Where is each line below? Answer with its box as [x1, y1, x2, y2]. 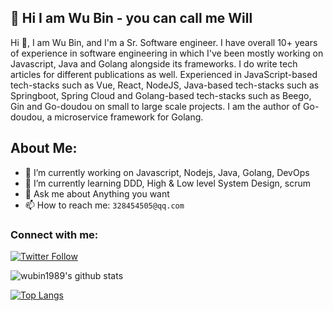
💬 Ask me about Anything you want [24, 187, 170, 200]
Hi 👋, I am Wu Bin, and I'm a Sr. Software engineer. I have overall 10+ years [10, 36, 318, 48]
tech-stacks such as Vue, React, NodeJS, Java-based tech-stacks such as [10, 79, 320, 91]
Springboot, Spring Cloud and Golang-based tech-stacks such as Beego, [10, 89, 312, 101]
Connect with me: [10, 227, 99, 241]
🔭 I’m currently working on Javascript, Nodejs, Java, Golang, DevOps [24, 166, 310, 178]
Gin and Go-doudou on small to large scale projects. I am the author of [10, 100, 302, 112]
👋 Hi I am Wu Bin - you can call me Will [10, 10, 253, 27]
